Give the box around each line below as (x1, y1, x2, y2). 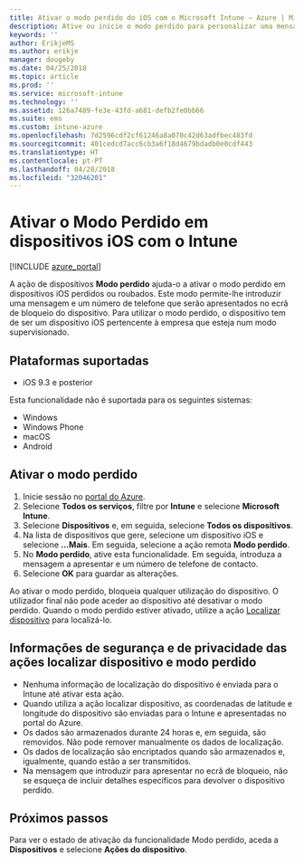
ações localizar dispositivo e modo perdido (9, 655, 257, 670)
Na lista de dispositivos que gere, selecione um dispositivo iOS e (22, 529, 264, 540)
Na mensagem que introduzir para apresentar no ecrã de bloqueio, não (22, 765, 288, 776)
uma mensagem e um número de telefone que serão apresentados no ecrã (9, 298, 289, 309)
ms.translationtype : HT (9, 147, 100, 157)
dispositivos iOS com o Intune (9, 232, 238, 252)
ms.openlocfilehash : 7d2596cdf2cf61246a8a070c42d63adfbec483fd (9, 131, 253, 140)
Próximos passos (9, 811, 109, 826)
